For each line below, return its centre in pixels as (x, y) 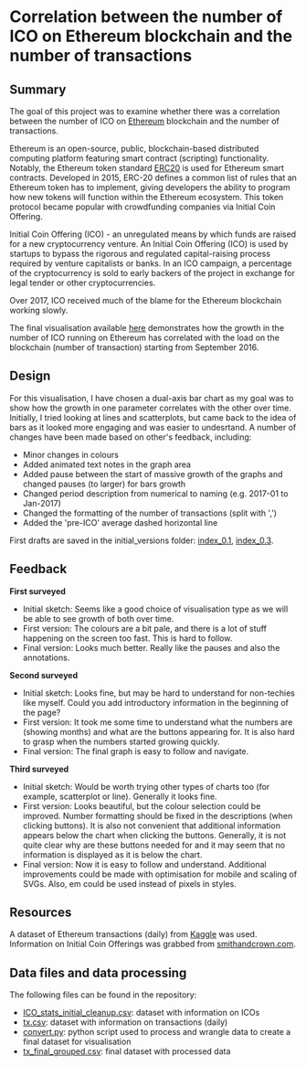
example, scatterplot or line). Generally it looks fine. (120, 796)
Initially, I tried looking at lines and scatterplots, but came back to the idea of (153, 417)
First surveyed (38, 591)
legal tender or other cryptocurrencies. (83, 282)
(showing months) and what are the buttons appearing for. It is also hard (158, 731)
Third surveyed (39, 769)
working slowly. (39, 310)
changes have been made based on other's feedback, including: (131, 437)
